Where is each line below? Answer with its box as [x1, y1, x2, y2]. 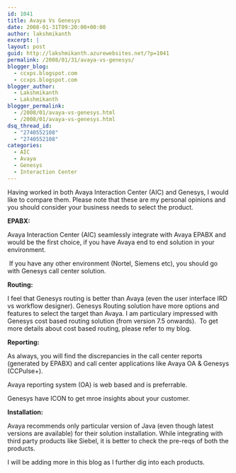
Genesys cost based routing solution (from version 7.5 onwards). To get [7, 317, 218, 325]
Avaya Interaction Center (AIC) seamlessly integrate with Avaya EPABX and [7, 230, 227, 239]
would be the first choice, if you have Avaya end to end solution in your [7, 238, 215, 246]
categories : [7, 142, 43, 149]
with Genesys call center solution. [7, 266, 106, 275]
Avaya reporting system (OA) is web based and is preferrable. [7, 380, 188, 389]
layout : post [7, 43, 46, 50]
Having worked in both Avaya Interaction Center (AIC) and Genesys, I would [7, 188, 229, 196]
